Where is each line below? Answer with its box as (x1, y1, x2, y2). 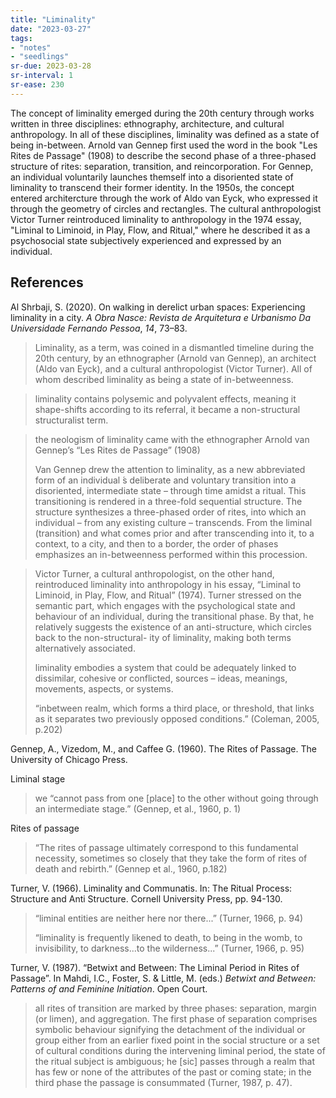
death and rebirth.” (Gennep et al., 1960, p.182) (34, 862, 228, 875)
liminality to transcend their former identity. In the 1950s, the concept (10, 181, 295, 193)
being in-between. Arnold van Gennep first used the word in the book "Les (10, 139, 318, 151)
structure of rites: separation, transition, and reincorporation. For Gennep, (10, 160, 314, 172)
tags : (10, 33, 33, 43)
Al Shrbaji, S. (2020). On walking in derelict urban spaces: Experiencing (10, 301, 306, 313)
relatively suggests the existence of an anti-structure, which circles (34, 621, 312, 633)
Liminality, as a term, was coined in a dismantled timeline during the (34, 341, 315, 353)
